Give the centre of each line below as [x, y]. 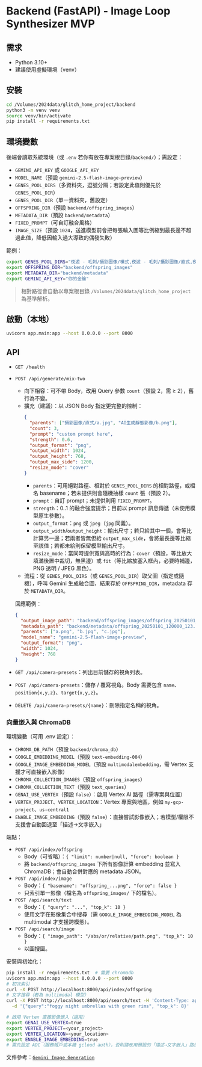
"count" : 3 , [44, 428]
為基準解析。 [37, 298]
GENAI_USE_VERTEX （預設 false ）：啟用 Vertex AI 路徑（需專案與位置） [100, 794]
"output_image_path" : [48, 620]
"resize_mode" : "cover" [59, 468]
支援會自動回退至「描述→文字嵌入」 [60, 824]
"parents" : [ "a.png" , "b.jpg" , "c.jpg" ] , [73, 632]
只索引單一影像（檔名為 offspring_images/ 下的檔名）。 [92, 892]
